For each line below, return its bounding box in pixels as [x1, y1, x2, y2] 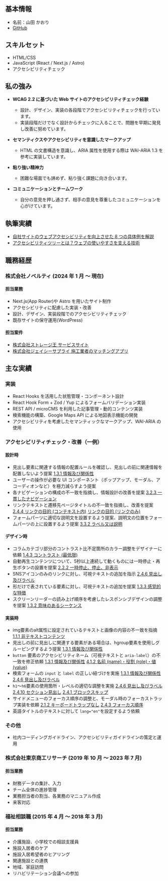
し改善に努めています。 [20, 126, 69, 132]
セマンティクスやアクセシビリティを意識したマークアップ [12, 137, 131, 143]
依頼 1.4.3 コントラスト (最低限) [12, 552, 78, 558]
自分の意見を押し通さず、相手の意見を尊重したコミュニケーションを [20, 196, 161, 203]
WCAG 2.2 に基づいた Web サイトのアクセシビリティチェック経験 [12, 96, 149, 102]
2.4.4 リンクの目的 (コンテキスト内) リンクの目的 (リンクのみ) [12, 508, 141, 514]
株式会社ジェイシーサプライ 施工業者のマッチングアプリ [12, 348, 129, 354]
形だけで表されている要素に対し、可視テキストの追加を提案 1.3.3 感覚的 [12, 583, 161, 589]
